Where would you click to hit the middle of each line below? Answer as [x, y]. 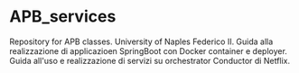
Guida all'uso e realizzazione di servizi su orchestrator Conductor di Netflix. [150, 60]
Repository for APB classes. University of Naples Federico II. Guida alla [141, 41]
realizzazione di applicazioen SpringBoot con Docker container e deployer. [148, 50]
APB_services [63, 17]
